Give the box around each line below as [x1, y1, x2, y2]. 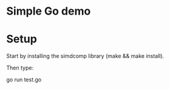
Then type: [6, 64, 34, 71]
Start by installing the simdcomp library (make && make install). [6, 52, 165, 60]
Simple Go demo [6, 4, 91, 18]
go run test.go [6, 76, 42, 84]
